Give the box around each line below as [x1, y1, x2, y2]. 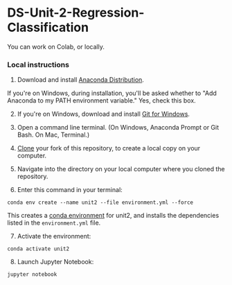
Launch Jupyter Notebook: [17, 258, 94, 266]
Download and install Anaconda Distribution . [17, 76, 144, 84]
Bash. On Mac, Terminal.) [17, 130, 90, 139]
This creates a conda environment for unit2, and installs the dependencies [7, 211, 220, 220]
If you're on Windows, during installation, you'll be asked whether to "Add [7, 89, 217, 98]
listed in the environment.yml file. [7, 218, 101, 227]
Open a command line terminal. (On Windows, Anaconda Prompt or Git [17, 123, 220, 132]
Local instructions [7, 60, 69, 69]
